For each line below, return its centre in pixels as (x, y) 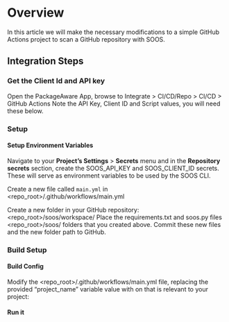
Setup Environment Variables (50, 145)
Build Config (25, 266)
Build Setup (27, 250)
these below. (25, 111)
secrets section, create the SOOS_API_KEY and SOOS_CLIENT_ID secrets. (113, 168)
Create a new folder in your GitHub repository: (73, 210)
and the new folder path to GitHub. (57, 232)
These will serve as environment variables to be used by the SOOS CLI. (109, 176)
